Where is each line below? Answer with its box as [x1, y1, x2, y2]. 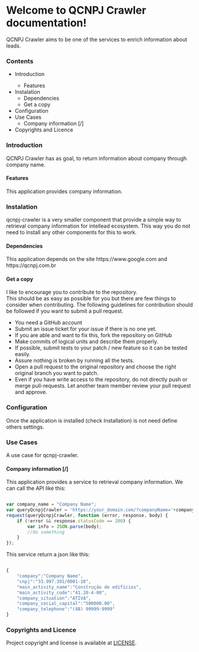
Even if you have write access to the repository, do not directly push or [14, 376, 188, 383]
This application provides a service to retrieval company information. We [6, 478, 184, 486]
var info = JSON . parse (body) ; [27, 524, 102, 530]
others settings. [6, 423, 44, 430]
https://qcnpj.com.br [6, 262, 56, 269]
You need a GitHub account [14, 319, 82, 326]
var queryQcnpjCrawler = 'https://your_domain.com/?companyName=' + [6, 507, 176, 513]
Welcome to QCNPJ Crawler [6, 4, 146, 17]
